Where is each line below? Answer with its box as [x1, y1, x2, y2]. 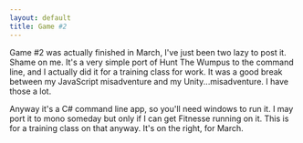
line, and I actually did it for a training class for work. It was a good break [9, 66, 283, 77]
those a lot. [9, 86, 52, 97]
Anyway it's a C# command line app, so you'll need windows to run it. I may [9, 103, 294, 114]
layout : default [9, 13, 71, 23]
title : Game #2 [9, 22, 68, 31]
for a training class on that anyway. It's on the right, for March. [9, 122, 244, 133]
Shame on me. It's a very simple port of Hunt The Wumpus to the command [9, 56, 294, 67]
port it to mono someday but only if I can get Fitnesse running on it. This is [9, 113, 289, 124]
